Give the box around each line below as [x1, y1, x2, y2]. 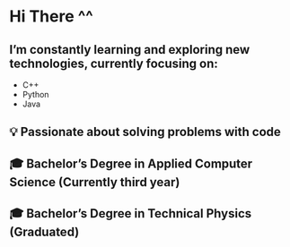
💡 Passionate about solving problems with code [9, 124, 281, 140]
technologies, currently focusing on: [9, 55, 218, 71]
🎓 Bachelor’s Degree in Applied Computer [9, 156, 253, 171]
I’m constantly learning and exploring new [9, 42, 250, 57]
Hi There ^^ [9, 6, 94, 27]
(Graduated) [9, 225, 80, 240]
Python [22, 89, 49, 99]
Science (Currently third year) [9, 175, 180, 190]
